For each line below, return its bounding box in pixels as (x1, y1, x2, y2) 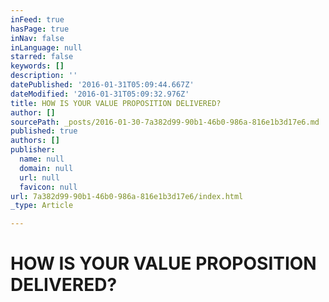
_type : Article (10, 201, 74, 211)
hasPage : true (10, 24, 70, 34)
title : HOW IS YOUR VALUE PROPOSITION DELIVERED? (10, 98, 222, 108)
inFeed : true (10, 14, 65, 25)
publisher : (10, 145, 56, 155)
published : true (10, 126, 78, 136)
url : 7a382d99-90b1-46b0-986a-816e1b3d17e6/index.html (10, 191, 244, 201)
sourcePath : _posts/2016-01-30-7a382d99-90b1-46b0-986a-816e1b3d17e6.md (10, 117, 320, 127)
